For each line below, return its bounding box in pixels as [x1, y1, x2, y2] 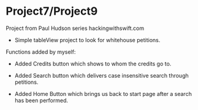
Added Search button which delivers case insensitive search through [14, 71, 189, 79]
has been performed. [14, 97, 69, 104]
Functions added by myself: [6, 48, 76, 56]
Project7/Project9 [6, 4, 98, 18]
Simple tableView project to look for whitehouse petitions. [14, 36, 161, 43]
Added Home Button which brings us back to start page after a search [14, 90, 192, 97]
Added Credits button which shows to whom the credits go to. [14, 60, 172, 67]
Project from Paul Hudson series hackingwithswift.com [6, 24, 145, 32]
